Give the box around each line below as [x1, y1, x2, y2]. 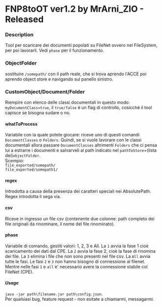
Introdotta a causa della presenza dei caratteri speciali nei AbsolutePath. [5, 188, 151, 194]
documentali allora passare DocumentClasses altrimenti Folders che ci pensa [5, 142, 158, 148]
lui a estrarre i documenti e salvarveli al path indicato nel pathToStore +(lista [5, 148, 157, 153]
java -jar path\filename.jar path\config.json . [5, 291, 103, 297]
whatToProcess [5, 121, 38, 127]
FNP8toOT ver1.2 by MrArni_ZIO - [5, 3, 144, 15]
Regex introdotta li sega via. [5, 194, 61, 199]
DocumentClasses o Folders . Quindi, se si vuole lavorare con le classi [5, 137, 142, 143]
